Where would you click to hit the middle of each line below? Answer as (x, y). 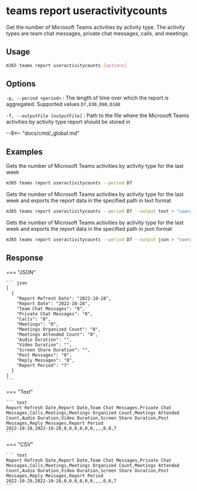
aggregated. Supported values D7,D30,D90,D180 (63, 104)
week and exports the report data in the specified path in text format (89, 201)
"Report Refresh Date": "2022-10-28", (64, 298)
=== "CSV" (20, 444)
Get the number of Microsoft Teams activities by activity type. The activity (96, 27)
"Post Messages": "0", (44, 355)
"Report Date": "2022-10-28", (54, 303)
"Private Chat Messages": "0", (55, 314)
